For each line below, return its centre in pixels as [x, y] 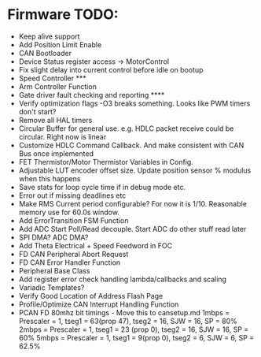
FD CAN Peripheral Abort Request [74, 254]
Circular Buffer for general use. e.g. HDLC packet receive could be [126, 128]
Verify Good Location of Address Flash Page [91, 296]
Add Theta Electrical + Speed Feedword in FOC [96, 245]
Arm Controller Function [58, 86]
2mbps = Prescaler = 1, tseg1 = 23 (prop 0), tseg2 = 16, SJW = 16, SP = [134, 329]
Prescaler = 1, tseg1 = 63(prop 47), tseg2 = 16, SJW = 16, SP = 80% [128, 321]
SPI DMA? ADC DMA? [53, 237]
